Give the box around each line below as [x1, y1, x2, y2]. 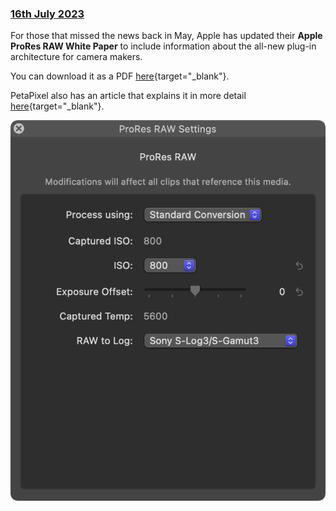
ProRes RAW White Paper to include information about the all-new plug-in [10, 40, 317, 52]
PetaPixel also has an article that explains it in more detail [10, 90, 247, 102]
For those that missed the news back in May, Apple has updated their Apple [10, 30, 323, 42]
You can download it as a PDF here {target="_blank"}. [10, 70, 230, 82]
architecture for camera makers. [10, 51, 143, 63]
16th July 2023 [10, 7, 85, 21]
